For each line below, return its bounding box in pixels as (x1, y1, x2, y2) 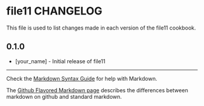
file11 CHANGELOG (6, 4, 103, 18)
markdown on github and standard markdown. (6, 93, 122, 100)
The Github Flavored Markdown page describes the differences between (6, 86, 188, 94)
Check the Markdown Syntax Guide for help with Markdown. (6, 75, 158, 82)
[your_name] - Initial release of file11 (15, 57, 106, 64)
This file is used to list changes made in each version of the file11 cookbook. (6, 24, 196, 31)
